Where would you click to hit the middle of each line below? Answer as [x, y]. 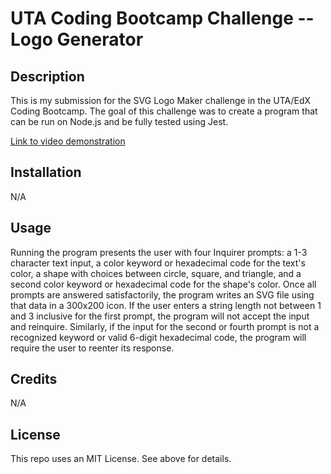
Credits [34, 379]
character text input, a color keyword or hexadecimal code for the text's [158, 263]
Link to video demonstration [68, 141]
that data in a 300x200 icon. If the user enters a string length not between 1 [166, 305]
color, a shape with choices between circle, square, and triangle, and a [156, 273]
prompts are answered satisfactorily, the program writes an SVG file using [162, 294]
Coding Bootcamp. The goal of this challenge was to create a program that [164, 111]
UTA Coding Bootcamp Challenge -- [162, 18]
